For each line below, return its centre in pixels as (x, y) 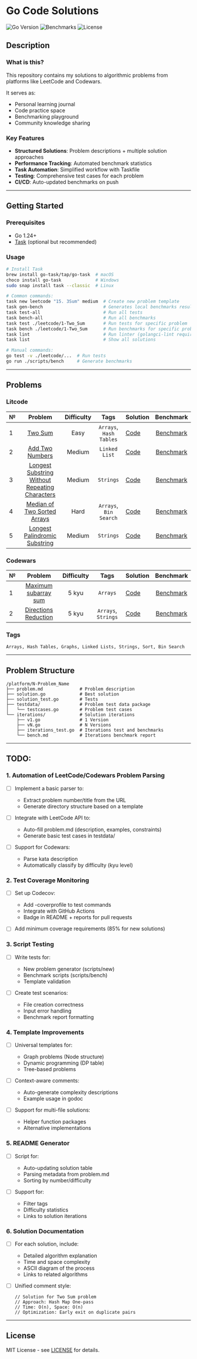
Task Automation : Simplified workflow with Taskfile (77, 169)
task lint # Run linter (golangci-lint (90, 334)
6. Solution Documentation (45, 1231)
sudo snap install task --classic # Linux (60, 285)
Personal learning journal (45, 104)
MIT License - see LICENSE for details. (53, 1350)
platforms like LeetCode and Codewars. (54, 81)
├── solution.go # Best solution (62, 694)
